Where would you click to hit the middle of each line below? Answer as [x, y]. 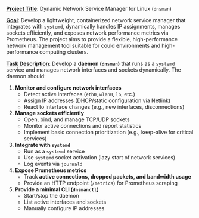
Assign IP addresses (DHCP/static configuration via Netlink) [97, 100]
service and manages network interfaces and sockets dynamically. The [94, 70]
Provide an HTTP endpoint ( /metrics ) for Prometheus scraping [100, 183]
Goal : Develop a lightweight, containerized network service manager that [96, 20]
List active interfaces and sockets [65, 202]
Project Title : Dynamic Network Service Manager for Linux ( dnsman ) [89, 9]
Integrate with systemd [42, 145]
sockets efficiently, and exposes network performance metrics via [87, 33]
